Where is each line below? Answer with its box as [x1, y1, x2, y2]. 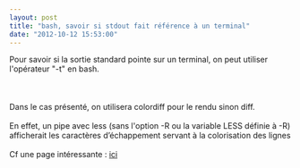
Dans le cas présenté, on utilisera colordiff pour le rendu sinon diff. [9, 102, 255, 113]
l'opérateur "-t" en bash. [9, 63, 100, 74]
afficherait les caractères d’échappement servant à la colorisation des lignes [9, 130, 291, 141]
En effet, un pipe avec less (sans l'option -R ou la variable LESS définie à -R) [9, 121, 291, 131]
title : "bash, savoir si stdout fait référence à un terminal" [9, 21, 251, 30]
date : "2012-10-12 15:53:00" [9, 29, 118, 38]
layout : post [9, 13, 58, 22]
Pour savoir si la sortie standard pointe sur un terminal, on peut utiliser [9, 55, 269, 65]
